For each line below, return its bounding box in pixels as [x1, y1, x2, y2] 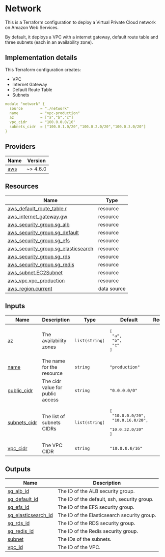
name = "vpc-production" [9, 110, 80, 116]
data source [98, 285, 126, 292]
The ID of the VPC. [57, 544, 101, 551]
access [42, 396, 59, 403]
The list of [42, 413, 65, 420]
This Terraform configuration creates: [5, 66, 81, 72]
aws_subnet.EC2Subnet [7, 269, 63, 276]
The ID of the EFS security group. [57, 504, 135, 511]
